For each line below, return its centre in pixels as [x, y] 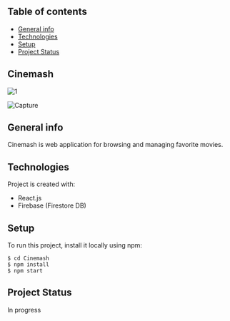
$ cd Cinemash [29, 259]
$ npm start [25, 271]
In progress [24, 310]
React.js [30, 198]
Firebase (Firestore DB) [52, 205]
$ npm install [29, 265]
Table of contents [47, 12]
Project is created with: [41, 184]
